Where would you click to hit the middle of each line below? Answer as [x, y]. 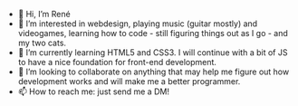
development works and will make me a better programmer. [129, 81]
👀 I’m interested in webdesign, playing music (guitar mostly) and [138, 24]
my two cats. [42, 43]
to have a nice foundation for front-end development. [117, 62]
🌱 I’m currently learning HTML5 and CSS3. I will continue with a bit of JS [153, 53]
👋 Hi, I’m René [44, 14]
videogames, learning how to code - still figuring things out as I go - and [153, 33]
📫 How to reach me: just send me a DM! [94, 92]
